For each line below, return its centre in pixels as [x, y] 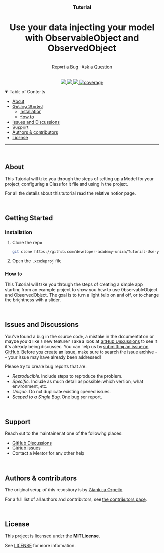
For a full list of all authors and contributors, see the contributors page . [76, 499]
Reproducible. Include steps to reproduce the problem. [67, 376]
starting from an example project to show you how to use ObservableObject [81, 289]
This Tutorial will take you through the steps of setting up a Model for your [80, 179]
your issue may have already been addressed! [54, 357]
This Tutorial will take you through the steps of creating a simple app [74, 284]
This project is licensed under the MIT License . [52, 536]
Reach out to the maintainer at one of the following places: [64, 433]
